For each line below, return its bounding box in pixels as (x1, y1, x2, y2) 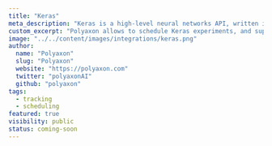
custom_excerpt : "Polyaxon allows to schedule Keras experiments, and (8, 27, 252, 35)
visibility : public (8, 118, 74, 126)
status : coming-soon (8, 125, 79, 133)
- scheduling (15, 102, 60, 110)
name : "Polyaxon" (15, 49, 74, 58)
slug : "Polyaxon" (15, 58, 74, 66)
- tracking (15, 95, 53, 103)
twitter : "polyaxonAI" (15, 72, 92, 80)
